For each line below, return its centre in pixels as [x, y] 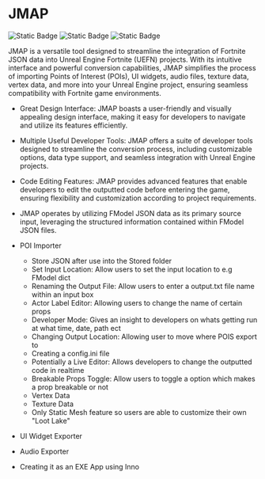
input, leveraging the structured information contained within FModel [132, 222]
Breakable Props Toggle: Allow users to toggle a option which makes [143, 378]
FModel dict [51, 277]
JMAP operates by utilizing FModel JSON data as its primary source [131, 213]
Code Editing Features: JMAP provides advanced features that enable [133, 181]
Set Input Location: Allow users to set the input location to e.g [132, 269]
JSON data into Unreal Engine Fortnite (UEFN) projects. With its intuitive [125, 59]
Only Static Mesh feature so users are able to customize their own [139, 412]
